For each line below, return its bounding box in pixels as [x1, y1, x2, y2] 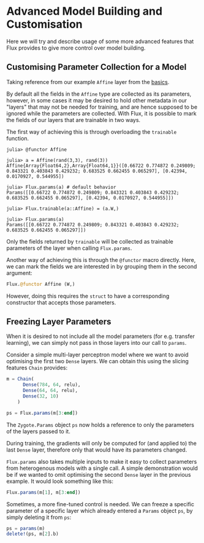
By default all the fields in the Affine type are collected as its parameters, [6, 90, 192, 98]
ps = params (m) [6, 525, 45, 531]
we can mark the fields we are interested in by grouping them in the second [6, 263, 197, 270]
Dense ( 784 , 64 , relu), [22, 382, 81, 388]
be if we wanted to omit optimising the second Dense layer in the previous [6, 471, 191, 478]
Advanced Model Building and [6, 4, 163, 18]
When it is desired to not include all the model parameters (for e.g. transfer [6, 333, 195, 340]
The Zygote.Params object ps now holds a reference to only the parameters [6, 421, 195, 428]
